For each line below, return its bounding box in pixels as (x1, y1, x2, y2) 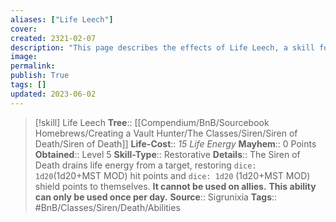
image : (10, 52, 38, 62)
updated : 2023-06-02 (10, 89, 97, 99)
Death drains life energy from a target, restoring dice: (34, 159, 257, 171)
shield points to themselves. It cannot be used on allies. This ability (34, 180, 317, 192)
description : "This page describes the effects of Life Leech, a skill (10, 42, 315, 53)
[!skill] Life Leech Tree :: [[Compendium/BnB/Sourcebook (34, 116, 270, 128)
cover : (10, 24, 38, 34)
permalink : (10, 61, 56, 71)
